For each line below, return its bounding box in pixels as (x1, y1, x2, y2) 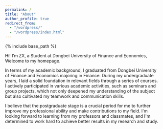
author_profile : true (5, 16, 49, 21)
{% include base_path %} (5, 43, 57, 49)
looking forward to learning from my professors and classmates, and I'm (5, 113, 151, 119)
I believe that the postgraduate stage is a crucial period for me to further (5, 103, 151, 108)
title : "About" (5, 12, 36, 17)
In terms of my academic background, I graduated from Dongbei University (5, 67, 157, 73)
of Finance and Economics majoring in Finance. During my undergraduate (5, 73, 154, 78)
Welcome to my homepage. (5, 58, 61, 64)
